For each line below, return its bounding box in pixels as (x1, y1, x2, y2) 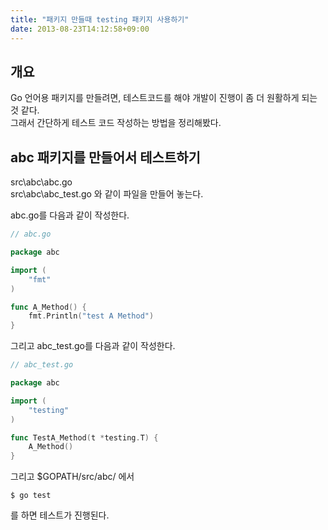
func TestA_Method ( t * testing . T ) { (10, 432, 159, 443)
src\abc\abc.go (10, 176, 73, 188)
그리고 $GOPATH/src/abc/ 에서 (10, 471, 135, 483)
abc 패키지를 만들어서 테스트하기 (10, 149, 201, 166)
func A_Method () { (10, 302, 87, 312)
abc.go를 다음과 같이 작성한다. (10, 209, 130, 221)
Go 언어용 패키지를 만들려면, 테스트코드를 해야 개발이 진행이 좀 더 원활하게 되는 (10, 92, 318, 104)
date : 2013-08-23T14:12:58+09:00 (10, 24, 150, 34)
